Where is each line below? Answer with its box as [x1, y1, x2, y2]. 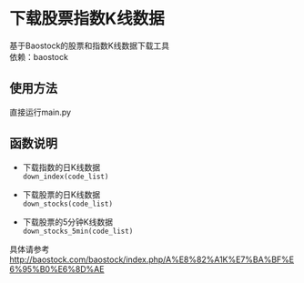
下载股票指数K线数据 [9, 8, 166, 29]
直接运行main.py [9, 106, 71, 117]
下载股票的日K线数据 [22, 188, 101, 200]
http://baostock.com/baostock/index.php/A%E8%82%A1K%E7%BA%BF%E [9, 254, 294, 265]
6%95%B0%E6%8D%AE [9, 263, 105, 274]
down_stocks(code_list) [22, 199, 114, 208]
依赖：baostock [9, 51, 68, 62]
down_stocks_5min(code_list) [22, 227, 134, 236]
